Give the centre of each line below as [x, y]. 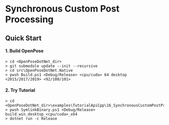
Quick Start [23, 38]
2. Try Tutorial [20, 90]
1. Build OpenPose [24, 51]
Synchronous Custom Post [62, 9]
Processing [29, 19]
